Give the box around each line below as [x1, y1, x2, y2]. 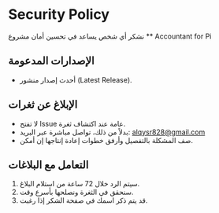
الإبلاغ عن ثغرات [8, 98, 78, 112]
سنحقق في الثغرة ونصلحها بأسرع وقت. [19, 187, 134, 197]
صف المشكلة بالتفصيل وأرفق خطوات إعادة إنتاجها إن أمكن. [19, 135, 193, 145]
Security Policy [8, 6, 110, 24]
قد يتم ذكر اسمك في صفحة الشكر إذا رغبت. [19, 196, 148, 205]
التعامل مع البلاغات [8, 158, 89, 171]
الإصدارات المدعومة [8, 54, 95, 68]
